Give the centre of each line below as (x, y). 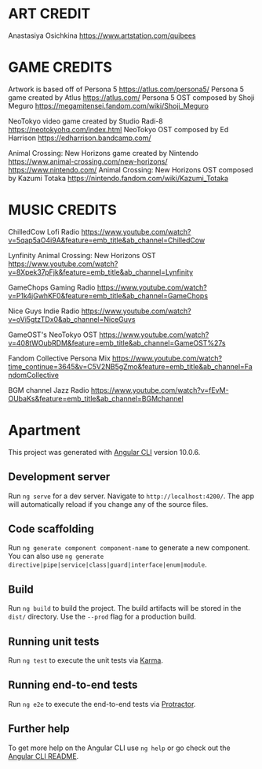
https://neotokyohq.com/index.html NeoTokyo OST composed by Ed (118, 129)
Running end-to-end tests (73, 685)
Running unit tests (54, 641)
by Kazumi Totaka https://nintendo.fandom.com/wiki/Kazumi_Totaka (118, 178)
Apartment (44, 431)
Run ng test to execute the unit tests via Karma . (86, 660)
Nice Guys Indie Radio (44, 311)
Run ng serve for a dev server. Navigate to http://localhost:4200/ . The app (131, 496)
